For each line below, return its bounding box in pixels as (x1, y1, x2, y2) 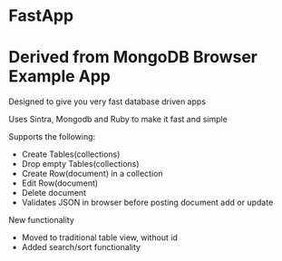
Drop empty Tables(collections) (21, 159, 140, 169)
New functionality (8, 215, 74, 226)
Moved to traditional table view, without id (21, 232, 179, 243)
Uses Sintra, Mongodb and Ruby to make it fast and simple (8, 114, 228, 125)
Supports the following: (8, 131, 96, 142)
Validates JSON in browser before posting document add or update (21, 197, 274, 208)
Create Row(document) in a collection (21, 169, 164, 179)
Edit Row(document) (21, 178, 99, 188)
